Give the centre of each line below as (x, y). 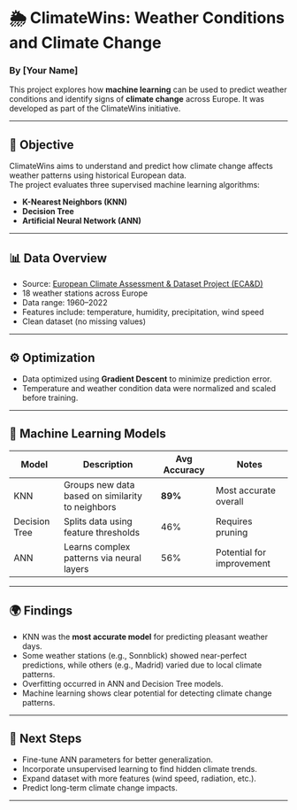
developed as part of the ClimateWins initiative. (95, 109)
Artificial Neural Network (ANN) (81, 221)
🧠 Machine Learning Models (88, 434)
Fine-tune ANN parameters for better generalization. (118, 760)
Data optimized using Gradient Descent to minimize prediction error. (147, 379)
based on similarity (103, 496)
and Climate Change (85, 43)
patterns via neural (102, 558)
